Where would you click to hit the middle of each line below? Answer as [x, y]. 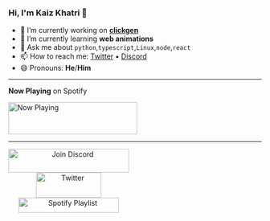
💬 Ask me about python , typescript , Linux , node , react [105, 47]
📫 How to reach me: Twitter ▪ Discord [83, 56]
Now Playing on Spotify [48, 91]
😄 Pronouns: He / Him [55, 68]
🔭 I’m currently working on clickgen [79, 31]
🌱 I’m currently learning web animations [87, 39]
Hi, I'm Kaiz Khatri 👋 [48, 13]
